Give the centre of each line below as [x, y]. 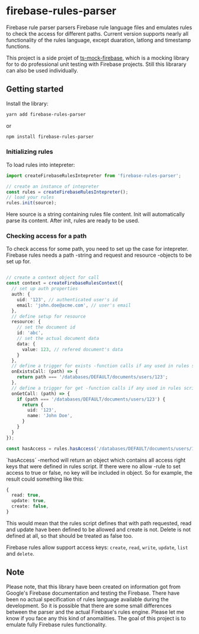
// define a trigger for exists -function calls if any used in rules [100, 366]
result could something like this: [45, 479]
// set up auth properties [45, 289]
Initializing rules [30, 152]
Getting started [35, 89]
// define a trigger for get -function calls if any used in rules [97, 388]
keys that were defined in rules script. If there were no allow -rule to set [93, 466]
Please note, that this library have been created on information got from [93, 586]
